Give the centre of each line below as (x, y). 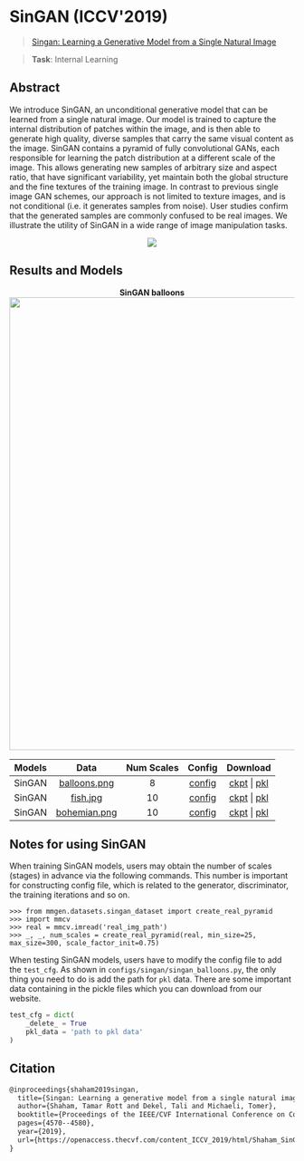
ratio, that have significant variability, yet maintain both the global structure (149, 177)
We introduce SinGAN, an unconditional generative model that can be (139, 110)
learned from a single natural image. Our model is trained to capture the (143, 119)
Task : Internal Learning (75, 59)
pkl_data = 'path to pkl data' (85, 1032)
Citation (33, 1069)
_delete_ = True (57, 1024)
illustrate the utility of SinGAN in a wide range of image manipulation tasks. (148, 225)
